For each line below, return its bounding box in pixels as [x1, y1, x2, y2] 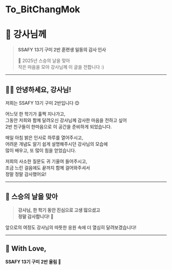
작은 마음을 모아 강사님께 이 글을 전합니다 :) [17, 64, 104, 70]
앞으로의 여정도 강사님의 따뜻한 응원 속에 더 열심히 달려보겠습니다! [5, 224, 137, 230]
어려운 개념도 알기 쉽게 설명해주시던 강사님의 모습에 [5, 141, 108, 147]
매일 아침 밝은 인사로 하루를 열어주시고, [5, 134, 83, 141]
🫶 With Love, [5, 244, 47, 253]
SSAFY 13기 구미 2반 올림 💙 [5, 258, 61, 265]
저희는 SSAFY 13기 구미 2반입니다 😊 [5, 100, 80, 106]
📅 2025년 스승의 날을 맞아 [17, 57, 70, 64]
